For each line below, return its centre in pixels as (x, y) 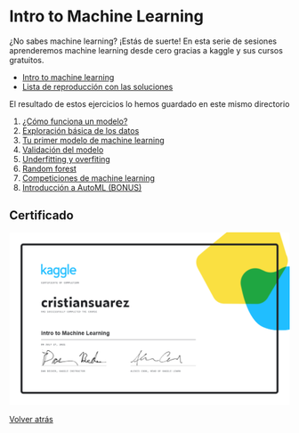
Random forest (49, 168)
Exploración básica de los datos (81, 130)
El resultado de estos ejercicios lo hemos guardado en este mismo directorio (149, 103)
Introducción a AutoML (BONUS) (82, 187)
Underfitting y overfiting (66, 159)
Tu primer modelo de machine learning (93, 140)
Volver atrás (31, 420)
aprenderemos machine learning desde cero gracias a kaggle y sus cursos (146, 50)
